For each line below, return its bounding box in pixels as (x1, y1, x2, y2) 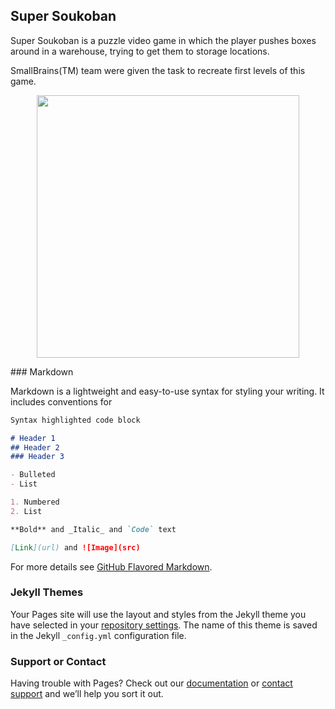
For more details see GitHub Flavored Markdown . (10, 560, 213, 573)
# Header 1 (10, 433, 56, 443)
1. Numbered (10, 497, 60, 508)
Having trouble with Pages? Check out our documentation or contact (10, 677, 293, 689)
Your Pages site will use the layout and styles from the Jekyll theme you (10, 608, 307, 620)
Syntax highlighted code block (10, 415, 141, 425)
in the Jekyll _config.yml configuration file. (10, 629, 187, 641)
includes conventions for (10, 395, 113, 408)
